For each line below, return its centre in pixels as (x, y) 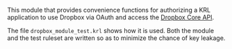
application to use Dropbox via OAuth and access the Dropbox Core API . (111, 17)
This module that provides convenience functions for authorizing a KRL (109, 10)
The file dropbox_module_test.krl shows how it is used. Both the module (110, 31)
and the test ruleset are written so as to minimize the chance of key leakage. (116, 38)
